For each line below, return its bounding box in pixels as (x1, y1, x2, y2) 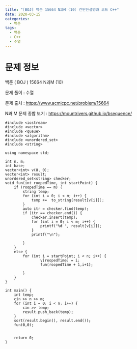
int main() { (5, 288, 32, 293)
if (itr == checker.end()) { (23, 210, 82, 215)
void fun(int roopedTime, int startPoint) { (5, 180, 98, 185)
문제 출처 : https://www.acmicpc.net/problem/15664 (5, 100, 110, 106)
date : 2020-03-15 (5, 12, 41, 17)
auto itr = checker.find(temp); (23, 206, 89, 211)
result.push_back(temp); (23, 309, 74, 315)
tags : (5, 26, 16, 30)
